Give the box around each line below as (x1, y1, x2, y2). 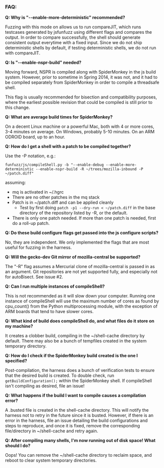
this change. (5, 104, 30, 111)
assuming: (5, 180, 26, 186)
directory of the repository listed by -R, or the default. (19, 210, 128, 216)
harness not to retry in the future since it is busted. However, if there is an (5, 413, 154, 419)
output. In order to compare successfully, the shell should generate (5, 34, 141, 40)
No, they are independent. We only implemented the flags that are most (5, 239, 149, 246)
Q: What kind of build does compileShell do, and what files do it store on (5, 318, 155, 324)
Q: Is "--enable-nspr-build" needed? (5, 60, 82, 66)
